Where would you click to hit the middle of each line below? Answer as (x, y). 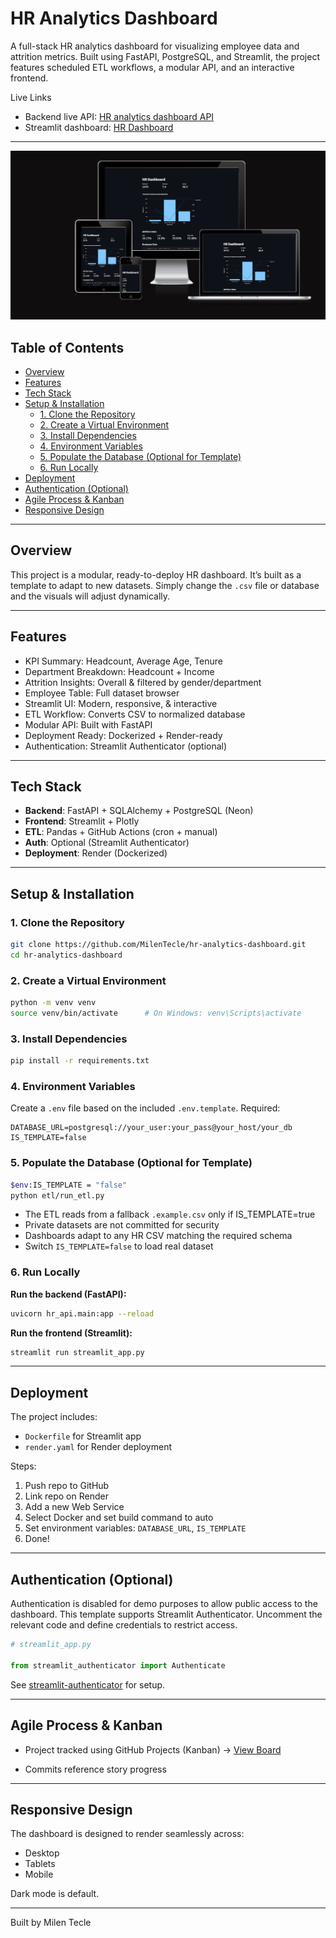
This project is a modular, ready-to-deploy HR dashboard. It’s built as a (156, 574)
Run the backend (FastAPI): (68, 1294)
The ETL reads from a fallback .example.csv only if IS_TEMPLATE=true (170, 1214)
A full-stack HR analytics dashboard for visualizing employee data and (155, 46)
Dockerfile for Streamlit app (83, 1436)
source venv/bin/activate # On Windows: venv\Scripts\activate (156, 1013)
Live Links (31, 97)
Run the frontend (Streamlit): (71, 1333)
